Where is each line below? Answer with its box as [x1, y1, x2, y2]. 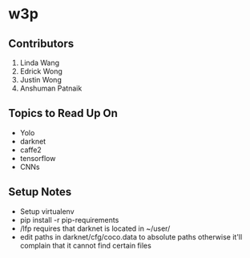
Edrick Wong [19, 67, 62, 76]
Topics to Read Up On [8, 107, 119, 120]
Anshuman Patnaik [19, 83, 83, 93]
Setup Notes [8, 185, 72, 199]
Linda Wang [19, 58, 60, 67]
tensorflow [19, 153, 56, 163]
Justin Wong [19, 75, 62, 84]
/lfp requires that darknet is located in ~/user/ [19, 224, 171, 233]
